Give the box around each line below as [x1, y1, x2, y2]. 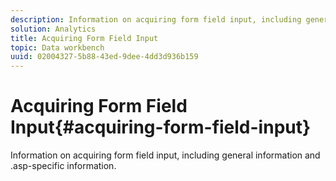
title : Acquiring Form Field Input [10, 33, 159, 43]
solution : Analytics [10, 24, 97, 34]
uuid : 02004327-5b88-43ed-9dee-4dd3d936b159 [10, 52, 199, 62]
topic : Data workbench [10, 42, 105, 53]
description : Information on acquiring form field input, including [10, 14, 302, 25]
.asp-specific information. [10, 160, 117, 172]
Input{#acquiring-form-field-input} [10, 116, 312, 139]
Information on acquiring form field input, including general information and [10, 149, 321, 161]
